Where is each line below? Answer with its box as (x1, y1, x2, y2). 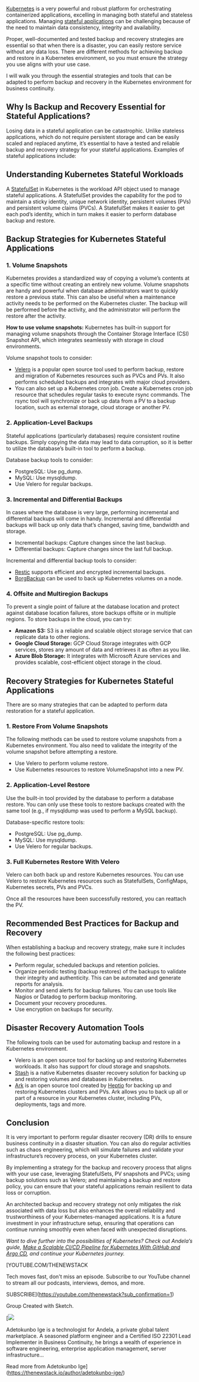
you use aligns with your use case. (6, 61, 91, 68)
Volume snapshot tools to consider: (6, 355, 93, 362)
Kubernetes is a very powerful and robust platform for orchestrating (6, 5, 172, 12)
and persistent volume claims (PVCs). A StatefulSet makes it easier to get (6, 204, 185, 211)
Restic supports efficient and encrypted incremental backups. (14, 568, 166, 575)
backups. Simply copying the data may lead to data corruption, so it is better (6, 438, 193, 445)
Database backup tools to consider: (6, 456, 93, 463)
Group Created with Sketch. (6, 1302, 74, 1310)
